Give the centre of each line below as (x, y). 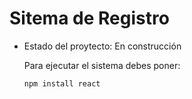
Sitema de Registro (89, 18)
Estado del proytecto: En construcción (102, 46)
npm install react (62, 83)
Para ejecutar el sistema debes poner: (102, 65)
